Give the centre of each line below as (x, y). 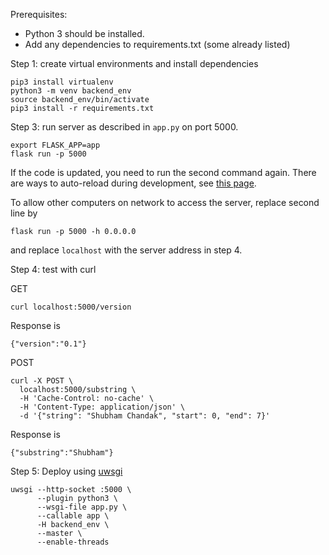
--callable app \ (73, 516)
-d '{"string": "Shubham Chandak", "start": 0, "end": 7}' (145, 416)
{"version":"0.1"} (48, 344)
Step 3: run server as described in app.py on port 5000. (124, 127)
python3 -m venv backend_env (71, 91)
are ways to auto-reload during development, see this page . (133, 183)
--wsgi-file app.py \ (82, 507)
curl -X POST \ (42, 381)
